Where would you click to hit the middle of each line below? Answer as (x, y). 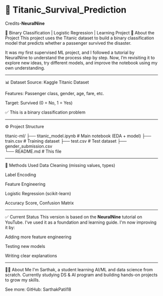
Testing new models (25, 246)
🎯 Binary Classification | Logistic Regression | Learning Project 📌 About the (80, 33)
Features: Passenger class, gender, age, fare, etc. (55, 93)
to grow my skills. (23, 280)
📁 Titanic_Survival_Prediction (66, 10)
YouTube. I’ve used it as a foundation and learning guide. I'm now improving (81, 222)
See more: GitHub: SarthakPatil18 (38, 289)
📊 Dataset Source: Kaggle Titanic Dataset (47, 82)
